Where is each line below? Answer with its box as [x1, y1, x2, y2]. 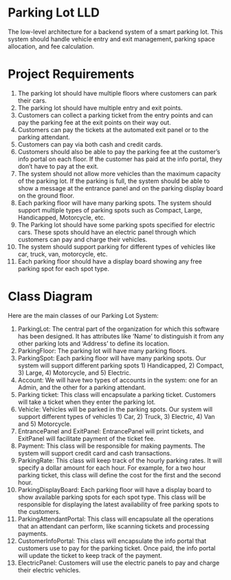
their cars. [17, 96, 47, 105]
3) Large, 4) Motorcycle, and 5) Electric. [17, 368, 131, 376]
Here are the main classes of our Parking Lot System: [8, 311, 159, 319]
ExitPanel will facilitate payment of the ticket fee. [17, 434, 156, 442]
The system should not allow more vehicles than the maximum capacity [17, 169, 221, 178]
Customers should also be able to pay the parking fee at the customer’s [17, 147, 221, 155]
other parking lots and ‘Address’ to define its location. [17, 339, 170, 347]
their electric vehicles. [17, 566, 81, 574]
